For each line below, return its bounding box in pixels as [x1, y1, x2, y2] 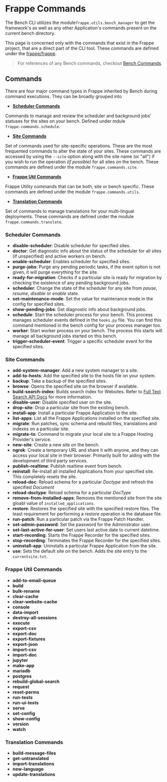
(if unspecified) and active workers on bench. [12, 253, 106, 259]
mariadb [12, 667, 31, 673]
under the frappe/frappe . [5, 51, 56, 57]
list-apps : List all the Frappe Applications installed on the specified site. [12, 415, 160, 421]
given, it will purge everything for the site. [12, 269, 98, 275]
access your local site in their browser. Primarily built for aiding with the [12, 452, 160, 458]
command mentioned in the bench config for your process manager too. [12, 322, 161, 328]
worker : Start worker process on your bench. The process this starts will [12, 328, 162, 334]
